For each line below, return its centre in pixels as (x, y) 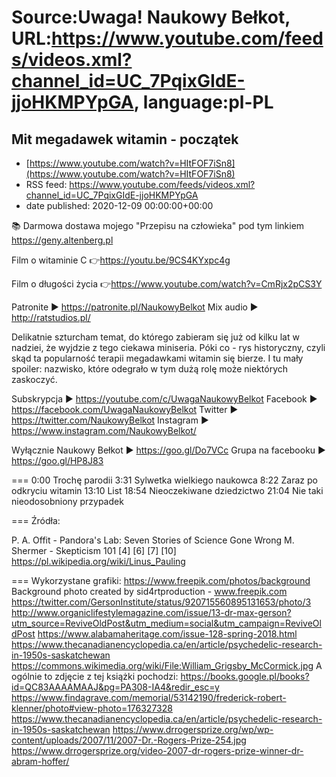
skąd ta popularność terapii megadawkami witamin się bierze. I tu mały (157, 358)
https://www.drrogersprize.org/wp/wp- (193, 729)
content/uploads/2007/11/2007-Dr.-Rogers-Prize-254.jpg (129, 740)
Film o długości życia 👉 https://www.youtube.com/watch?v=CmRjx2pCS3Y (167, 284)
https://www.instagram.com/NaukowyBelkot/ (104, 430)
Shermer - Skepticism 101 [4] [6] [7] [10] (94, 550)
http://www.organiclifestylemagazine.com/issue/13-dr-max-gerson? (151, 612)
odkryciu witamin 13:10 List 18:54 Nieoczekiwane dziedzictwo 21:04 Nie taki (167, 490)
